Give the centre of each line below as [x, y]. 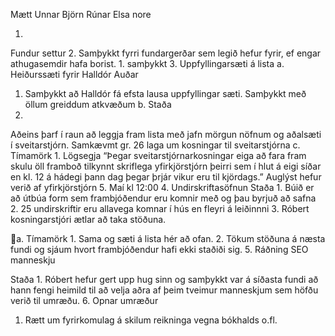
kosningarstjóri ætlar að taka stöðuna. [88, 219]
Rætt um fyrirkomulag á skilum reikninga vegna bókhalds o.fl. [151, 320]
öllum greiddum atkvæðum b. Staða [98, 104]
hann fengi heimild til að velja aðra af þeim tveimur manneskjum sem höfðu [164, 290]
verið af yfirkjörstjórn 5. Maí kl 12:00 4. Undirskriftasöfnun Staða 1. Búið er [162, 187]
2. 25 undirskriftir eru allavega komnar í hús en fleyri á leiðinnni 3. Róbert [160, 208]
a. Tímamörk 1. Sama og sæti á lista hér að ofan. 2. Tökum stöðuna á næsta [171, 238]
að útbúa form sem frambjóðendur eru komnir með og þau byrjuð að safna [163, 198]
